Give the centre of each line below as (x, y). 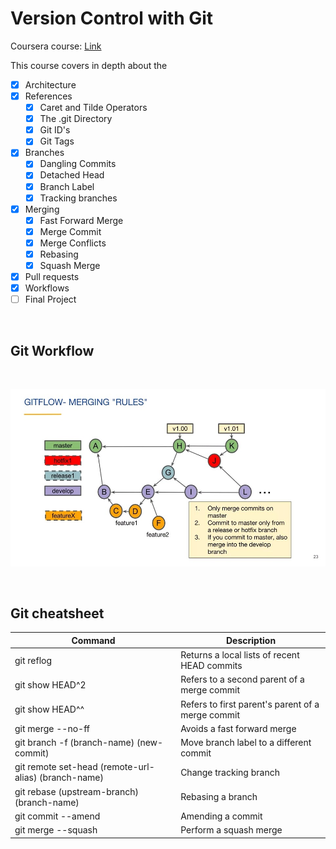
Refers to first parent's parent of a (250, 704)
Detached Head (72, 175)
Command (93, 640)
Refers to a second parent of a (242, 679)
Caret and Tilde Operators (93, 108)
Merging (42, 209)
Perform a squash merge (231, 830)
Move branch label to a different (246, 743)
